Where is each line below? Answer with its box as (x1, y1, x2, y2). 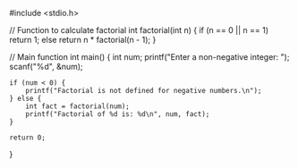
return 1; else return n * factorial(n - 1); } (9, 35, 157, 45)
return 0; (9, 133, 47, 142)
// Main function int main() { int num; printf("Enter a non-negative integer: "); (9, 52, 290, 62)
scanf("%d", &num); (9, 62, 83, 71)
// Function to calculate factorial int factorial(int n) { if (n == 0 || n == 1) (9, 25, 268, 35)
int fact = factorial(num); (25, 102, 130, 111)
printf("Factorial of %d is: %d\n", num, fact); (25, 110, 210, 119)
